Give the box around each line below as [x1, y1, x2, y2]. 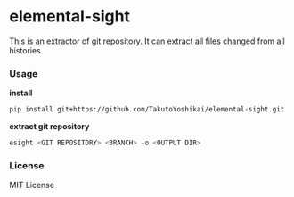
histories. [9, 45, 44, 55]
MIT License [9, 180, 55, 191]
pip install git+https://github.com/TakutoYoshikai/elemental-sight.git [9, 105, 285, 114]
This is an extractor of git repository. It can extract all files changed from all [9, 36, 285, 46]
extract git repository [9, 121, 90, 132]
